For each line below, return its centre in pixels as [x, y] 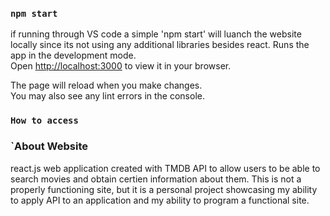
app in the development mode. [73, 55]
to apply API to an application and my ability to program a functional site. [160, 200]
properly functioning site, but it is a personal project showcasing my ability [164, 189]
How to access [44, 121]
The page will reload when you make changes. [106, 85]
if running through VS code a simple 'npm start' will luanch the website [156, 34]
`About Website [49, 146]
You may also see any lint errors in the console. [107, 96]
